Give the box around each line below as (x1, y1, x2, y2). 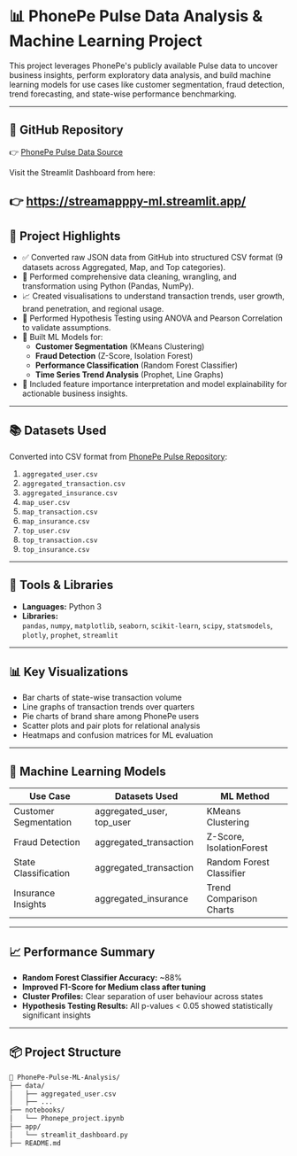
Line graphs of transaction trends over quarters (21, 702, 195, 712)
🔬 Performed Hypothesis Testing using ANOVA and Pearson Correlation (21, 313, 283, 323)
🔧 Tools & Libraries (9, 578, 114, 593)
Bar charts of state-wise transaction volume (21, 692, 183, 703)
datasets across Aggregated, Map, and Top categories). (21, 261, 226, 272)
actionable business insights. (21, 388, 128, 399)
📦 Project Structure (9, 1045, 122, 1060)
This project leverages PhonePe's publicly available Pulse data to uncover (9, 60, 278, 71)
